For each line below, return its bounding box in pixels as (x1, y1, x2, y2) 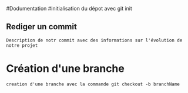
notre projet (6, 42, 38, 49)
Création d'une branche (6, 62, 125, 75)
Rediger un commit (6, 22, 78, 32)
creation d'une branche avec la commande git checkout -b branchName (6, 81, 180, 87)
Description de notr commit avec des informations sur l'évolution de (6, 37, 183, 43)
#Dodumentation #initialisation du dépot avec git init (6, 5, 132, 12)
